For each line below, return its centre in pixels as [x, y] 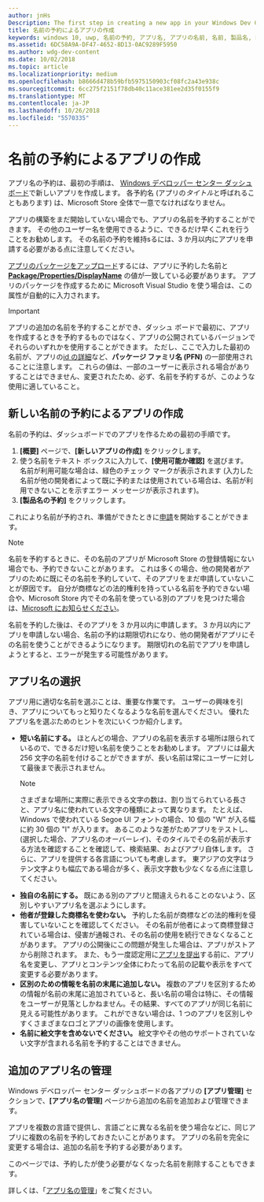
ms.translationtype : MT [47, 96]
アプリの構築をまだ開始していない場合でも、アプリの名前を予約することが [128, 219]
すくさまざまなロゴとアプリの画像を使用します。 [99, 1023]
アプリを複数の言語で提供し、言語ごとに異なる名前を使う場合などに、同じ [128, 1127]
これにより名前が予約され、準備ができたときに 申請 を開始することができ [125, 516]
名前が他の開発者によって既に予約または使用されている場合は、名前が [133, 480]
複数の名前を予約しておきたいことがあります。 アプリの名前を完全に [139, 1137]
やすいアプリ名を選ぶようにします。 [92, 905]
